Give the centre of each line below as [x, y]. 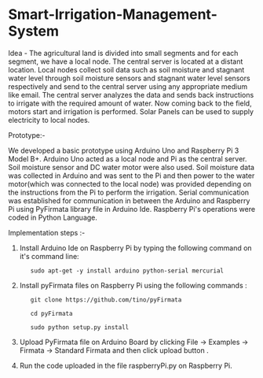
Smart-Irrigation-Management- [113, 15]
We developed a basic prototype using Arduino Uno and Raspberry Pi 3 [124, 150]
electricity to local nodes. [49, 120]
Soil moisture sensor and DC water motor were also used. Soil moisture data [131, 167]
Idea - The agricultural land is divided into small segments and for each [123, 53]
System [34, 31]
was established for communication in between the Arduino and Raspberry [129, 200]
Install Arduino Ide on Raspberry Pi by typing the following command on [136, 248]
